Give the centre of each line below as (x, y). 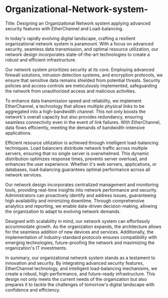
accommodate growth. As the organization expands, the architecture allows (83, 226)
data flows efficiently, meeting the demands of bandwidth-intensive (75, 128)
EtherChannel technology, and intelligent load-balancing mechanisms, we (81, 268)
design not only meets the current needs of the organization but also (76, 279)
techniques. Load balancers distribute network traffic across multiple (76, 148)
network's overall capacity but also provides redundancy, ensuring (74, 116)
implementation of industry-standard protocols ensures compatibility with (81, 237)
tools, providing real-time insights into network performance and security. (81, 190)
